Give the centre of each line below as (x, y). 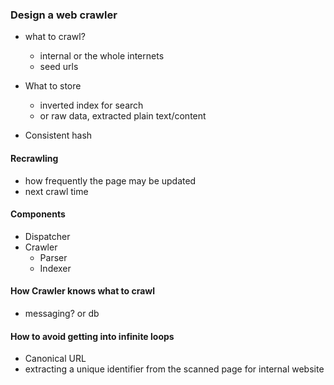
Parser (53, 257)
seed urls (59, 67)
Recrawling (34, 158)
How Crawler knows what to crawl (83, 291)
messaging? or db (62, 313)
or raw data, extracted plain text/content (123, 116)
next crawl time (56, 191)
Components (38, 214)
